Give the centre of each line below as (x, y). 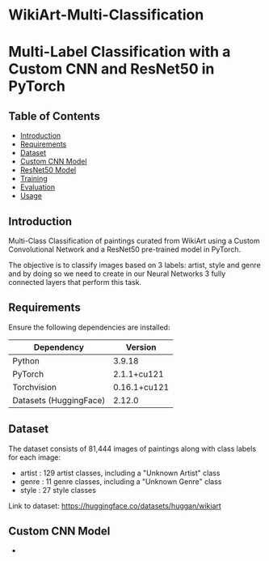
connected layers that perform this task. (75, 282)
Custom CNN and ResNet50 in (111, 69)
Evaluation (38, 187)
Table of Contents (55, 116)
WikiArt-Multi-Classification (106, 15)
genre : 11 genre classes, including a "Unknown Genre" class (121, 481)
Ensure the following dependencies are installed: (89, 327)
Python (26, 360)
